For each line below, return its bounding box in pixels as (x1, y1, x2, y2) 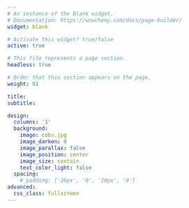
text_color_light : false (20, 164, 92, 171)
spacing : (13, 170, 39, 178)
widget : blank (7, 23, 49, 30)
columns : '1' (13, 119, 52, 126)
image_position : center (20, 151, 89, 158)
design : (7, 112, 30, 119)
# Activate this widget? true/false (7, 36, 114, 43)
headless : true (7, 61, 52, 68)
